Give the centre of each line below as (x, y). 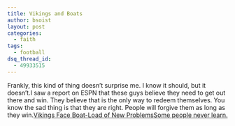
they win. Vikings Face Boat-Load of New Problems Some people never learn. (117, 115)
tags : (15, 46)
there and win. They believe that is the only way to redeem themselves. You (116, 100)
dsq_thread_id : (29, 59)
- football (29, 53)
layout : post (26, 26)
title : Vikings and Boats (45, 14)
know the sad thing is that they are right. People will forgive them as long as (116, 107)
